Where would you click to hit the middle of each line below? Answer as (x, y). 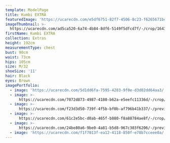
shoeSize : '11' (21, 71)
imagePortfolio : (22, 85)
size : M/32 (17, 66)
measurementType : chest (30, 48)
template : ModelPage (27, 10)
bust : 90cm (17, 52)
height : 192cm (20, 43)
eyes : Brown (18, 81)
